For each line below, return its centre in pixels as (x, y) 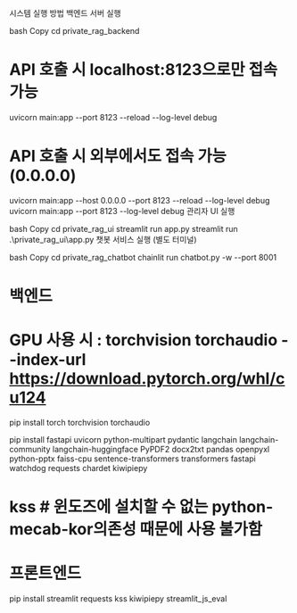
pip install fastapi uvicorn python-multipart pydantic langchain (124, 439)
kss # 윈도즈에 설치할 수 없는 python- (141, 507)
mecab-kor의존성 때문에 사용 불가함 (136, 530)
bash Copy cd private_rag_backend (74, 31)
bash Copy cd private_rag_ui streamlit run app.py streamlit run (124, 228)
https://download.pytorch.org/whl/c (147, 379)
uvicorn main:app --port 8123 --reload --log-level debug (113, 117)
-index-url (48, 360)
